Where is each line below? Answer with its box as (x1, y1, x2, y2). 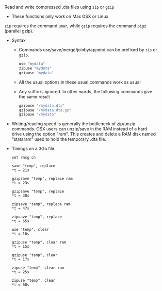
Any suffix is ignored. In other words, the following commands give (18, 88, 153, 94)
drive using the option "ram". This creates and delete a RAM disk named (11, 131, 156, 137)
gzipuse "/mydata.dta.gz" (18, 108, 71, 113)
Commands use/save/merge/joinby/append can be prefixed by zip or (18, 47, 157, 52)
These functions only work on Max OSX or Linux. (11, 14, 110, 19)
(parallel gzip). (4, 28, 33, 33)
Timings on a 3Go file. (11, 145, 56, 152)
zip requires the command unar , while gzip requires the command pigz (4, 23, 146, 29)
